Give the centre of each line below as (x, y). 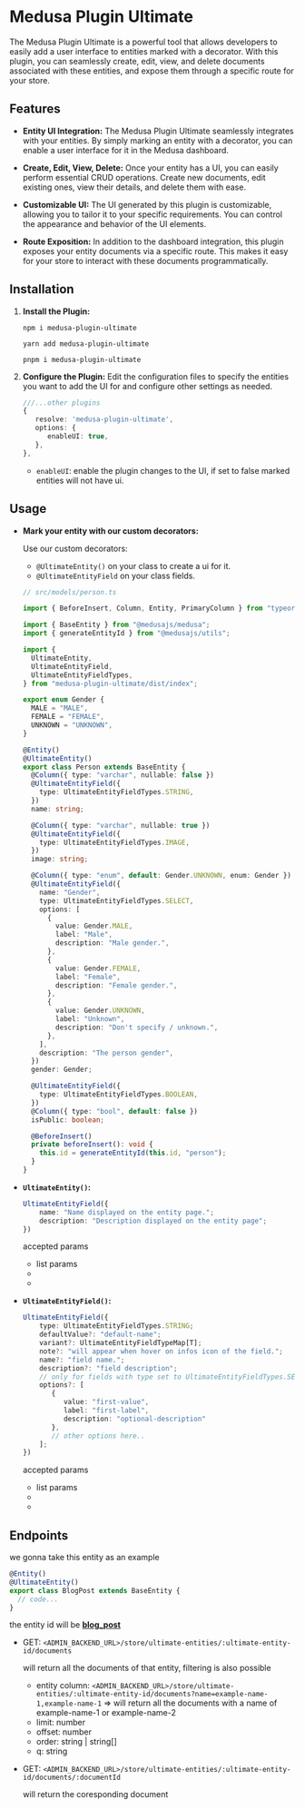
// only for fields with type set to (110, 1377)
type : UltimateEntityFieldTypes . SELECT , (117, 900)
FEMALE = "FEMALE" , (68, 717)
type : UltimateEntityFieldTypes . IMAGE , (115, 842)
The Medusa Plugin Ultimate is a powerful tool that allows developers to (144, 42)
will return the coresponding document (95, 1794)
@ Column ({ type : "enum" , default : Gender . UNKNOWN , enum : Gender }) (162, 876)
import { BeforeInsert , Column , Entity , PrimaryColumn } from (143, 609)
